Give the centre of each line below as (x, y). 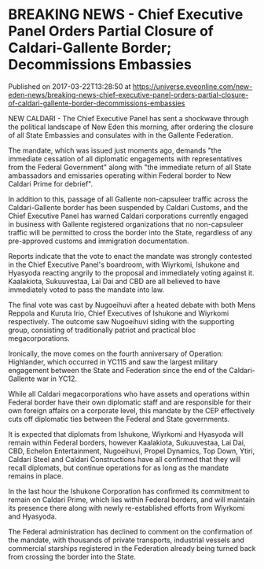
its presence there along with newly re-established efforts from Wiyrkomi (126, 508)
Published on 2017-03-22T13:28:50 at (70, 86)
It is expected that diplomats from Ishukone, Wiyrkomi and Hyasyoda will (126, 434)
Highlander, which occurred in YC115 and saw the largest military (113, 362)
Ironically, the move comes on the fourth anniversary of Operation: (116, 353)
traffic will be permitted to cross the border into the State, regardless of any (130, 232)
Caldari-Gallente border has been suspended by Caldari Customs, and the (128, 207)
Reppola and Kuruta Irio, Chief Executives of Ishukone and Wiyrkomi (119, 313)
